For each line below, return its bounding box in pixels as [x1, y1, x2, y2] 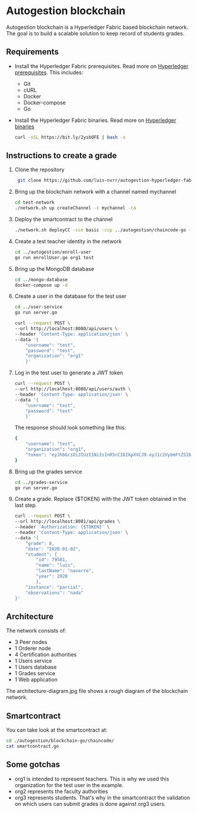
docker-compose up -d [14, 282, 68, 288]
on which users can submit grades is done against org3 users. [14, 800, 166, 807]
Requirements [6, 47, 59, 57]
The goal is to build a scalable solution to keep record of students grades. [6, 29, 185, 36]
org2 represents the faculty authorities [14, 788, 108, 795]
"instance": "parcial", [25, 584, 84, 590]
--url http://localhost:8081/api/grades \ [14, 519, 121, 525]
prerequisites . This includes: [14, 69, 84, 76]
